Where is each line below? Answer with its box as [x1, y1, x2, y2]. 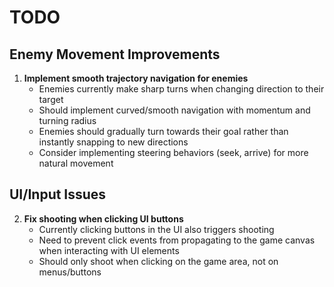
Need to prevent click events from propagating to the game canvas [38, 234, 316, 246]
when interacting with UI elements [38, 244, 180, 256]
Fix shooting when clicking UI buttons [23, 212, 184, 225]
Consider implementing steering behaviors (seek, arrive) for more [38, 147, 309, 158]
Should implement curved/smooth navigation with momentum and [38, 104, 311, 116]
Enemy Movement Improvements [9, 46, 221, 63]
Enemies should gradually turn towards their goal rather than [38, 126, 289, 137]
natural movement [38, 157, 114, 169]
